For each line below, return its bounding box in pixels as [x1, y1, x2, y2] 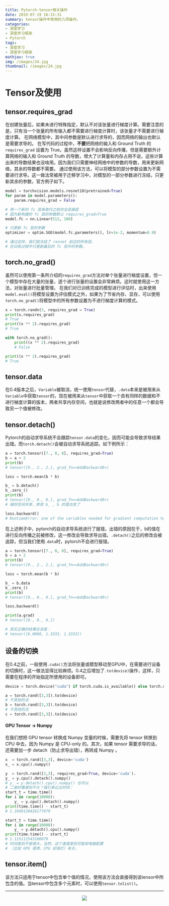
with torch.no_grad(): [5, 336, 53, 341]
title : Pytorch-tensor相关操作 [5, 7, 68, 13]
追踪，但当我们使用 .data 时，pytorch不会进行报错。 [5, 538, 112, 544]
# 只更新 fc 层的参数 [5, 225, 45, 230]
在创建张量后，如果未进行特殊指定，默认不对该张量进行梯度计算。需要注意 [5, 122, 159, 128]
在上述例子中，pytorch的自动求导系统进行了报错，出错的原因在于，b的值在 [5, 526, 161, 532]
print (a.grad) [5, 613, 35, 618]
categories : [5, 21, 30, 27]
